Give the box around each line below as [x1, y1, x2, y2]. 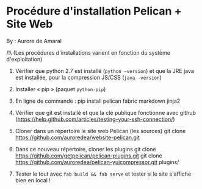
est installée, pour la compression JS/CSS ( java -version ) [15, 74, 162, 81]
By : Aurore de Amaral [6, 37, 62, 44]
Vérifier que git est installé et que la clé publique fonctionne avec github [15, 109, 197, 116]
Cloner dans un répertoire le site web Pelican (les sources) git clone [15, 127, 186, 134]
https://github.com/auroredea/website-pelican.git [15, 134, 140, 141]
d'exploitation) [6, 55, 43, 63]
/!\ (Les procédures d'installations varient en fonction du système [6, 49, 171, 56]
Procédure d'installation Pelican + [6, 4, 182, 18]
